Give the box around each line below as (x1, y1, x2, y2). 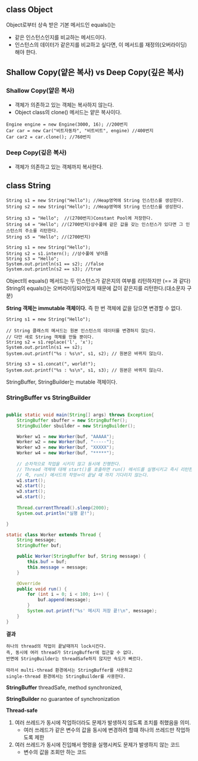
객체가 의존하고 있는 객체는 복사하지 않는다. (14, 101, 114, 108)
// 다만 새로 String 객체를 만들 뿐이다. (6, 334, 94, 340)
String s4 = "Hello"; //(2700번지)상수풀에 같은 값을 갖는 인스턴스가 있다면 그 (6, 221, 184, 227)
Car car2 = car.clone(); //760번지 (6, 134, 91, 140)
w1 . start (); (16, 478, 46, 484)
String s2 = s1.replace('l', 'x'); (6, 339, 94, 345)
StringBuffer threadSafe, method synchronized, (6, 684, 123, 691)
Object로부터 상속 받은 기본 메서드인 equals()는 (6, 21, 116, 28)
